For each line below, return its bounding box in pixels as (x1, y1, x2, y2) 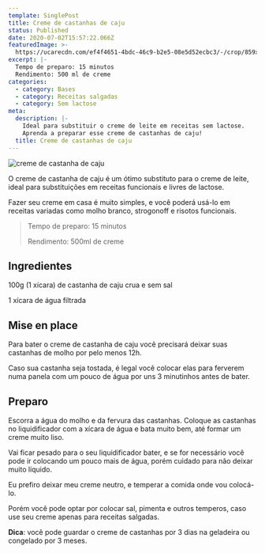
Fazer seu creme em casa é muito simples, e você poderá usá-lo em (8, 197, 230, 206)
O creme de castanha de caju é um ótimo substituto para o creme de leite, (8, 173, 249, 183)
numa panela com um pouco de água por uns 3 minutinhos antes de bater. (8, 372, 251, 381)
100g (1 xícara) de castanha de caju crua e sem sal (8, 280, 173, 290)
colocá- (228, 479, 255, 489)
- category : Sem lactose (15, 100, 97, 108)
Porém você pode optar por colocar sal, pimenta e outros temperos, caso (8, 503, 247, 513)
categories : (8, 78, 47, 85)
